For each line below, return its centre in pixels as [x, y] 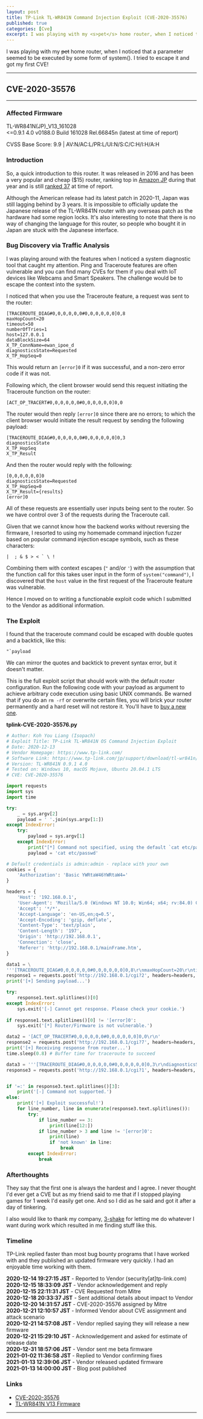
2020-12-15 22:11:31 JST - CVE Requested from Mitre [74, 1292]
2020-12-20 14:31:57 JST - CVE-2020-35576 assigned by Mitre [87, 1304]
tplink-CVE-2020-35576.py [42, 725]
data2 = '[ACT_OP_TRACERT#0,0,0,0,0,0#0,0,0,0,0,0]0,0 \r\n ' [84, 1037]
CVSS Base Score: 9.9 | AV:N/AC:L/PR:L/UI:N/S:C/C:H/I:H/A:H [83, 144]
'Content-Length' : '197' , [50, 931]
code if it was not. [29, 373]
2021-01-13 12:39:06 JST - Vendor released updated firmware [85, 1362]
